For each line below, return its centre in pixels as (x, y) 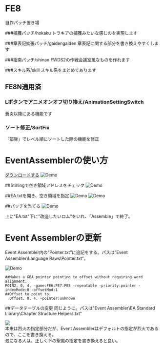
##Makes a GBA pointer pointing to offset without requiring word (74, 277)
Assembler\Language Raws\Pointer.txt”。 (47, 258)
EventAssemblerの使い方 (57, 161)
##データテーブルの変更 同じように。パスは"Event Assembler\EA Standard (80, 308)
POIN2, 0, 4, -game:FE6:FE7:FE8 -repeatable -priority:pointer (71, 286)
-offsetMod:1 (44, 290)
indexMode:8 (17, 290)
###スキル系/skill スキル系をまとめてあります (51, 70)
